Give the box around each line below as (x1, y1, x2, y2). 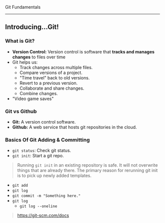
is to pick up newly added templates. (17, 173, 92, 178)
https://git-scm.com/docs (17, 213, 69, 219)
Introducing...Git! (5, 23, 59, 31)
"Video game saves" (12, 96, 54, 101)
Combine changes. (19, 90, 58, 96)
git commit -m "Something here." (12, 194, 81, 198)
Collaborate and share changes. (19, 85, 84, 91)
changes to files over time (12, 54, 66, 60)
